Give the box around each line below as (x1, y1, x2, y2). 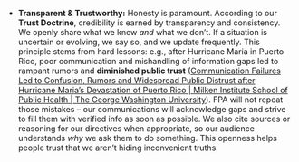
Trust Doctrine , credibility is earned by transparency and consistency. (17, 17, 281, 28)
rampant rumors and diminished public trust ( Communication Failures (17, 65, 281, 76)
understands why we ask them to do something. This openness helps (17, 133, 278, 143)
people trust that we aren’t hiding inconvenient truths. (17, 142, 219, 153)
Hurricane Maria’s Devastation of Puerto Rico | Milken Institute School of (17, 85, 288, 95)
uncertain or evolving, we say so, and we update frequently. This (17, 36, 260, 47)
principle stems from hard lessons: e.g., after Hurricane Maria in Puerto (17, 46, 285, 57)
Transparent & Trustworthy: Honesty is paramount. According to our (17, 8, 278, 18)
